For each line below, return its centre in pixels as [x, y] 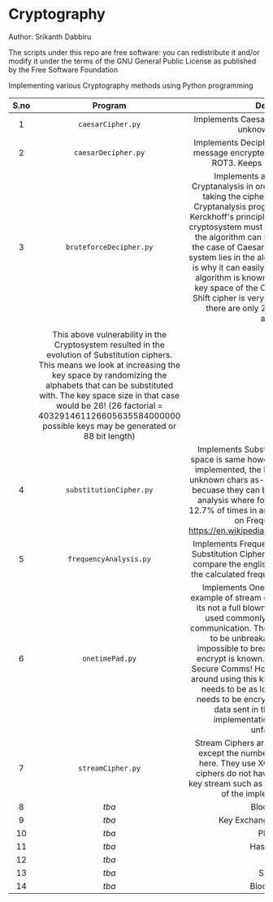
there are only [232, 308]
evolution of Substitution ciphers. [109, 354]
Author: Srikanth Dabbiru [50, 37]
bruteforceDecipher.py [109, 247]
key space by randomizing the [109, 375]
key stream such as [225, 783]
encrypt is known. [231, 658]
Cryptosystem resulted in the [109, 345]
